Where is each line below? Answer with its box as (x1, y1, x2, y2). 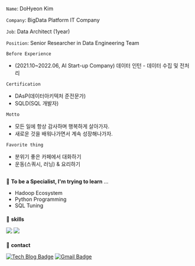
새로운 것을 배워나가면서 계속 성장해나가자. (14, 130, 113, 137)
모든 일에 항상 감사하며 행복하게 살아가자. (14, 123, 110, 130)
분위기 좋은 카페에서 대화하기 (14, 153, 82, 160)
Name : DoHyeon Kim (6, 5, 54, 12)
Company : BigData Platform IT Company (6, 17, 100, 23)
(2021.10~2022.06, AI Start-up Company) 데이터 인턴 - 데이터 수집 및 (14, 62, 178, 69)
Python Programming (14, 196, 67, 203)
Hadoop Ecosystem (14, 190, 63, 197)
